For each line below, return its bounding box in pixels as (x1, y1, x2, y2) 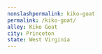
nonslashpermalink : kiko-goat (7, 10, 96, 18)
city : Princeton (7, 29, 54, 37)
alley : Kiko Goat (7, 23, 58, 30)
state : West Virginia (7, 36, 71, 43)
